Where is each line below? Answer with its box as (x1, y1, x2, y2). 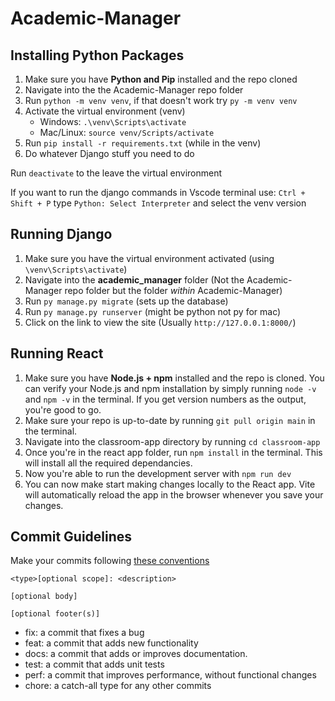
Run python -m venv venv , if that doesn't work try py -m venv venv (24, 95, 298, 106)
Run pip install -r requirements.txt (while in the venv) (24, 137, 262, 149)
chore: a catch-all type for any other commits (24, 680, 212, 692)
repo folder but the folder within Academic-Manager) (64, 284, 283, 296)
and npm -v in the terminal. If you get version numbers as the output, (24, 393, 307, 405)
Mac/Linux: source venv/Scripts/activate (39, 127, 215, 138)
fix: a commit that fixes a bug (24, 627, 145, 639)
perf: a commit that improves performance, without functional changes (24, 669, 317, 681)
